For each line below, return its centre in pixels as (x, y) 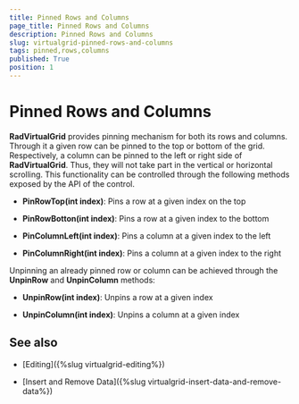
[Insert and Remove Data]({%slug (84, 382)
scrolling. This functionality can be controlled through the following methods (149, 174)
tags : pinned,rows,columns (59, 51)
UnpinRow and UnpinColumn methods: (83, 280)
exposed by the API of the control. (72, 183)
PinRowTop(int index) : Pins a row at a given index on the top (134, 201)
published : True (39, 59)
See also (33, 343)
